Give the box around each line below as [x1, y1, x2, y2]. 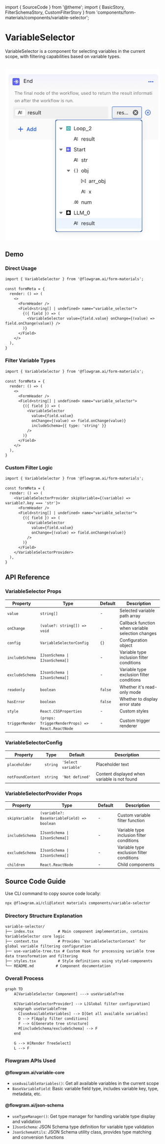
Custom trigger [119, 717, 150, 723]
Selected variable [119, 608, 155, 613]
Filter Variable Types [5, 357, 55, 364]
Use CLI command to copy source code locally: [5, 890, 101, 896]
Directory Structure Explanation [5, 912, 82, 919]
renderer [119, 722, 137, 729]
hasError [7, 700, 26, 705]
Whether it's [119, 684, 144, 690]
